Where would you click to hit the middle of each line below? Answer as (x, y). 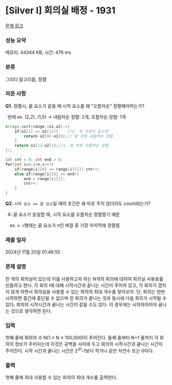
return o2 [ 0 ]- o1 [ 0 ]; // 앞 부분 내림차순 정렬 (68, 136)
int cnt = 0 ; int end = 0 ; (34, 160)
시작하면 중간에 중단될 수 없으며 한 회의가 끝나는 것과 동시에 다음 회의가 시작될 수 (86, 298)
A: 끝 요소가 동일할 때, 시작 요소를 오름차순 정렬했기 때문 (64, 215)
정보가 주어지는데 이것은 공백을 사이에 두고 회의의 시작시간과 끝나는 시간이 (89, 344)
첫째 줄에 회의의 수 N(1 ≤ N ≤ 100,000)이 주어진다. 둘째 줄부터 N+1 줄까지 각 (82, 337)
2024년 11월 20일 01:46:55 (33, 252)
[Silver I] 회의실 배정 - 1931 (60, 11)
